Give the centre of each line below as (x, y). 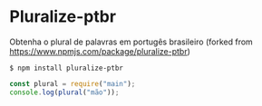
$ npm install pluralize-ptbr (67, 68)
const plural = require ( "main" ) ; (73, 83)
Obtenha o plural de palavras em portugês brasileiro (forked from (131, 42)
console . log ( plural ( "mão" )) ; (64, 92)
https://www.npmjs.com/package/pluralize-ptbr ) (100, 51)
